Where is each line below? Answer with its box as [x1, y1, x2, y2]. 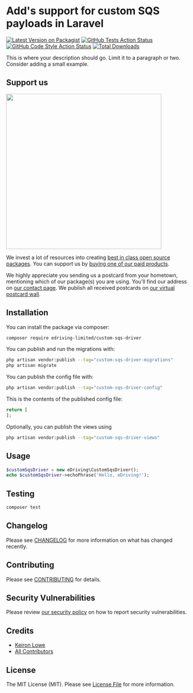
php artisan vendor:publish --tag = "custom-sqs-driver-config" [6, 385, 163, 391]
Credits [6, 625, 34, 635]
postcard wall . [6, 290, 41, 298]
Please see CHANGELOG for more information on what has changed [6, 536, 173, 544]
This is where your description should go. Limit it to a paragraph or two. [6, 54, 181, 61]
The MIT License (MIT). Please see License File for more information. [6, 681, 175, 688]
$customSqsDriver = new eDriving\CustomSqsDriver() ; [6, 467, 139, 472]
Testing [6, 488, 35, 499]
